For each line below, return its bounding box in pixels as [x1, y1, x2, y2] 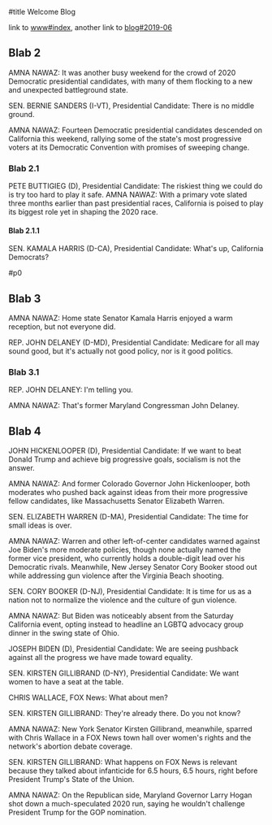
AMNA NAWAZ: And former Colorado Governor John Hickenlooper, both [8, 479, 250, 488]
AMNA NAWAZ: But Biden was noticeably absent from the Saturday [8, 611, 234, 621]
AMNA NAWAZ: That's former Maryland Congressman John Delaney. [8, 401, 240, 410]
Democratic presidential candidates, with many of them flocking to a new [8, 76, 253, 86]
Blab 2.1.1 [8, 225, 41, 235]
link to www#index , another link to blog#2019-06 [8, 23, 173, 32]
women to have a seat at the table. [8, 677, 124, 687]
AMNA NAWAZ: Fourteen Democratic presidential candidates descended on [8, 125, 262, 135]
